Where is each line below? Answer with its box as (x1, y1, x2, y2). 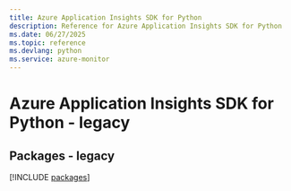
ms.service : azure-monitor (9, 55, 110, 64)
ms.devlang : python (9, 47, 82, 56)
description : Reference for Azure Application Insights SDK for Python (9, 22, 282, 30)
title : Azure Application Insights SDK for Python (9, 13, 202, 22)
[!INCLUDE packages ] (9, 172, 90, 182)
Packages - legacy (9, 148, 115, 163)
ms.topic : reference (9, 38, 87, 48)
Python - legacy (9, 113, 131, 133)
